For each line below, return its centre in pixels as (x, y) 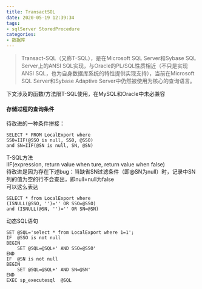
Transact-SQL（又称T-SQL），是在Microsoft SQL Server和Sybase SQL (109, 58)
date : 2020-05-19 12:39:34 (40, 18)
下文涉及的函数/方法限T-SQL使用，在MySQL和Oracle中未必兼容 (86, 94)
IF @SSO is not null (34, 238)
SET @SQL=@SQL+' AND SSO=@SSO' (57, 249)
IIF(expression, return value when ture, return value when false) (86, 165)
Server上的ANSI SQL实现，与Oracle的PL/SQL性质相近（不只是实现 (104, 66)
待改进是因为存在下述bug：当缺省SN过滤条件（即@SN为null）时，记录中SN (101, 172)
